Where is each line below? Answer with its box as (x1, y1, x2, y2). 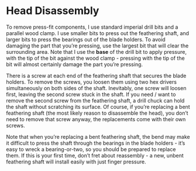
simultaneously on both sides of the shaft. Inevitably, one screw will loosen (6, 84, 187, 91)
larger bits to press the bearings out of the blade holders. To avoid (6, 36, 166, 43)
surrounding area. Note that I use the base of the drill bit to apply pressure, (6, 48, 187, 55)
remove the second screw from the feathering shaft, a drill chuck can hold (6, 97, 185, 104)
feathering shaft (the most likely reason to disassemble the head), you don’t (6, 110, 188, 117)
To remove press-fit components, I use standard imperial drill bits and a (6, 23, 178, 30)
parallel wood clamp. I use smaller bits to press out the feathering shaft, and (6, 29, 189, 36)
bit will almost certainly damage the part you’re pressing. (6, 60, 143, 68)
